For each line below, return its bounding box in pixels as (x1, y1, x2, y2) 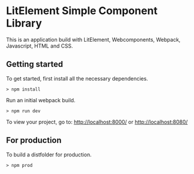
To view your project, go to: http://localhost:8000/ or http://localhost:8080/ (6, 118, 188, 125)
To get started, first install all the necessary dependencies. (6, 75, 148, 82)
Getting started (6, 59, 63, 69)
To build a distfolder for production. (6, 151, 92, 158)
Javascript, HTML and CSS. (6, 42, 73, 49)
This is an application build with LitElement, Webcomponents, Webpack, (6, 36, 181, 43)
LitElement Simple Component (6, 4, 158, 18)
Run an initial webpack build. (6, 96, 76, 103)
